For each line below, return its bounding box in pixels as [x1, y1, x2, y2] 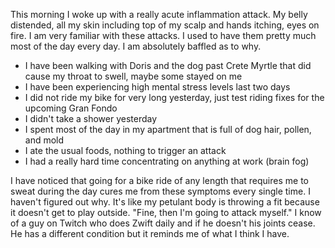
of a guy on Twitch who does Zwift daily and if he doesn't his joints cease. [10, 217, 316, 229]
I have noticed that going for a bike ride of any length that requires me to [10, 175, 309, 186]
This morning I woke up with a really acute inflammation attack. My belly [10, 9, 308, 20]
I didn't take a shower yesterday [24, 113, 158, 124]
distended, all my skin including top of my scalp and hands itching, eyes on [10, 19, 320, 31]
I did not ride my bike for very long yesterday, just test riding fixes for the [24, 92, 325, 103]
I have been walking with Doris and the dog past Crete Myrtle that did [24, 60, 312, 71]
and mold [24, 134, 65, 146]
